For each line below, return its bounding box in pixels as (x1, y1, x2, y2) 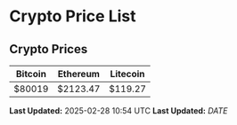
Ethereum (57, 68, 101, 80)
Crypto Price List (9, 6, 136, 27)
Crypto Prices (9, 42, 88, 57)
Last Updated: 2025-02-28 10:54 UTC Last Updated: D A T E (9, 105, 229, 116)
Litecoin (110, 68, 145, 80)
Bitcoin (15, 68, 47, 80)
